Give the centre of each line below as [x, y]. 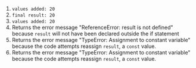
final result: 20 [33, 15]
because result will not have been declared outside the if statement [96, 34]
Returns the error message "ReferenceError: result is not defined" [93, 27]
